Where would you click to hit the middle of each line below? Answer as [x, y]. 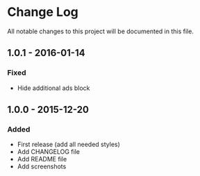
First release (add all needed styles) [68, 144]
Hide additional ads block [53, 88]
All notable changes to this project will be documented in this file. [101, 31]
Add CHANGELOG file [48, 152]
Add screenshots [42, 166]
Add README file [42, 159]
